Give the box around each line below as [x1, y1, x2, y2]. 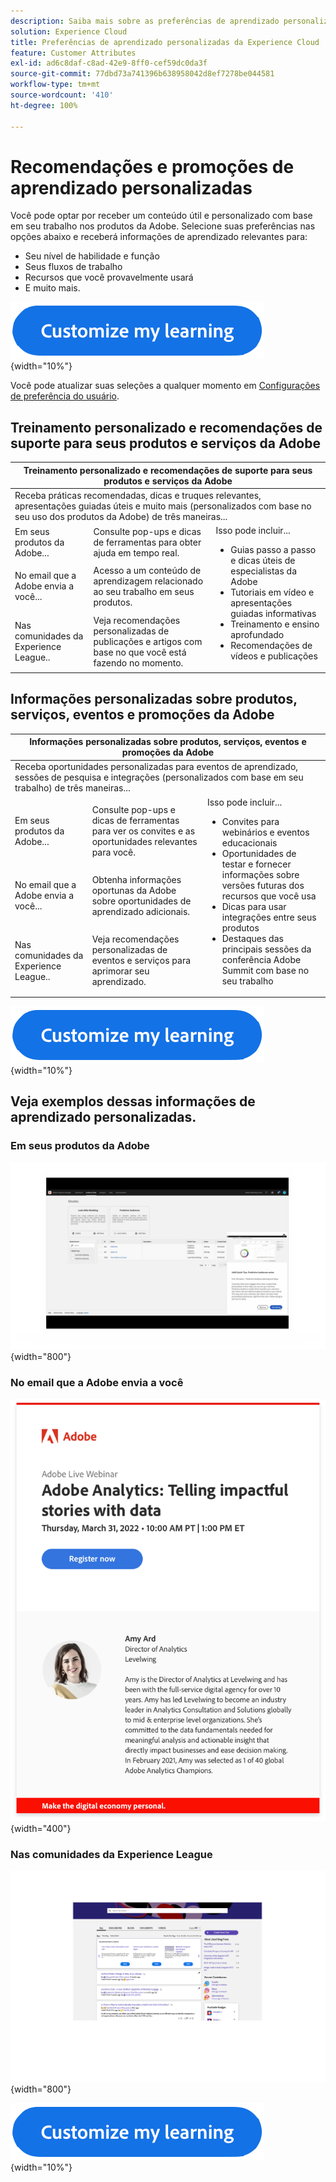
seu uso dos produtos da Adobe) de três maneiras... [14, 511, 228, 522]
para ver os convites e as [91, 825, 196, 837]
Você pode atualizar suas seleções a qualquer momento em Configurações [10, 380, 321, 392]
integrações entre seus [221, 911, 317, 923]
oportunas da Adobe [91, 884, 177, 896]
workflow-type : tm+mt [10, 80, 101, 90]
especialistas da [230, 565, 298, 577]
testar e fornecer [221, 858, 292, 870]
